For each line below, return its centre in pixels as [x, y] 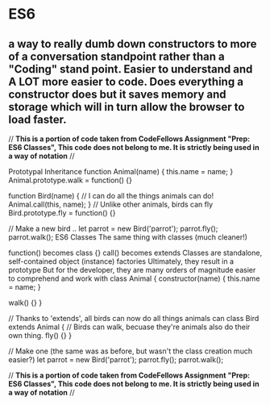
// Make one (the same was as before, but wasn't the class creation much [130, 351]
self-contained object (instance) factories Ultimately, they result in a [121, 261]
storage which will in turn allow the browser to [127, 107]
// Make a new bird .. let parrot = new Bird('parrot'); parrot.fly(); [113, 228]
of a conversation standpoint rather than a [117, 56]
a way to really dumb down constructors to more [133, 44]
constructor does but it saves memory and [118, 94]
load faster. [37, 119]
